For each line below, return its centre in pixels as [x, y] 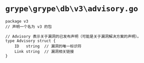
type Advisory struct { [31, 41]
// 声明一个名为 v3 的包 [29, 27]
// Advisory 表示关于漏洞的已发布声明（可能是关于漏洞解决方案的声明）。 [73, 36]
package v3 [17, 21]
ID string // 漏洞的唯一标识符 [48, 46]
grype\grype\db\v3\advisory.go [72, 9]
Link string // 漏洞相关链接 [44, 51]
